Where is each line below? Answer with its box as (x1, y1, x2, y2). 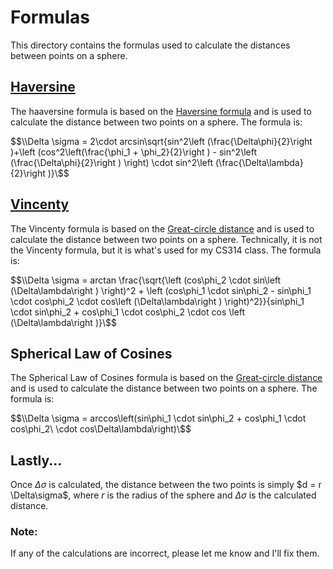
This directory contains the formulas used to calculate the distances (10, 39, 291, 51)
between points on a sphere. (10, 49, 128, 61)
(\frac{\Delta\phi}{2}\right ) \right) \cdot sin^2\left (10, 156, 214, 168)
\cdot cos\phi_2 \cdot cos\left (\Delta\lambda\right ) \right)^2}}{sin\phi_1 (10, 295, 305, 307)
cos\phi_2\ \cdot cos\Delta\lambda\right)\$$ (10, 423, 192, 435)
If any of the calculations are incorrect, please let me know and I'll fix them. (10, 547, 320, 560)
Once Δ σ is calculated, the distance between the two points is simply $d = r (10, 479, 322, 491)
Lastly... (10, 452, 63, 469)
